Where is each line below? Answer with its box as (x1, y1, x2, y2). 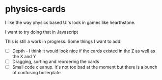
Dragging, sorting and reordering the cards (12, 59, 100, 64)
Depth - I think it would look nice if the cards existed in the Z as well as (12, 48, 156, 54)
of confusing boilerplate (12, 70, 61, 76)
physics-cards (5, 3, 66, 15)
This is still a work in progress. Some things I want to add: (5, 38, 122, 44)
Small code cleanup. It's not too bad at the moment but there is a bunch (12, 64, 158, 70)
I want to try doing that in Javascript (5, 29, 79, 35)
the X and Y (12, 54, 36, 59)
